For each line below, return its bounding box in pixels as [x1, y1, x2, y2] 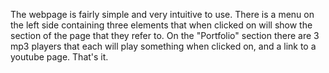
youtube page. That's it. [10, 51, 109, 63]
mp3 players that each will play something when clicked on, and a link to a [10, 40, 317, 52]
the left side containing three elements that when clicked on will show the [10, 19, 313, 31]
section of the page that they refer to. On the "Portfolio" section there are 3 [10, 30, 320, 41]
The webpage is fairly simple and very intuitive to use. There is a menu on [10, 9, 315, 20]
